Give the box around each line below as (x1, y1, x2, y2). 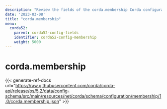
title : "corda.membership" (5, 16, 61, 21)
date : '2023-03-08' (5, 12, 46, 17)
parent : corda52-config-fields (14, 30, 79, 35)
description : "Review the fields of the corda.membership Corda (5, 7, 141, 12)
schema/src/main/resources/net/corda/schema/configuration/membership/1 (5, 93, 162, 99)
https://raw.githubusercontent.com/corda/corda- (15, 82, 115, 88)
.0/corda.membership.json (5, 98, 60, 104)
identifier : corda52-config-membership (14, 35, 97, 40)
